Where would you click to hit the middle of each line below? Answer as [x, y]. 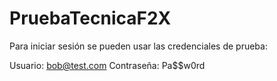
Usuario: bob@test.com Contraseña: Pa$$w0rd [107, 65]
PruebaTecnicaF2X [90, 18]
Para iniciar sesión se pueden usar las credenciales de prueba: [138, 46]
